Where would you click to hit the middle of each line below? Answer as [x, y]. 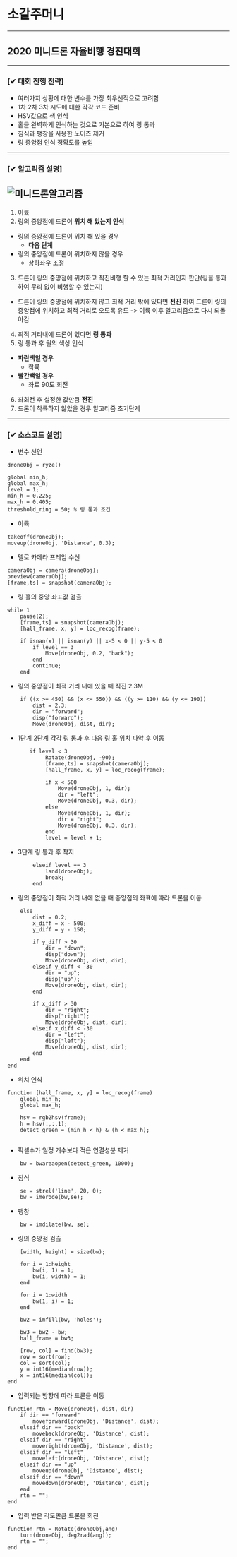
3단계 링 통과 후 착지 [46, 852]
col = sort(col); [45, 1364]
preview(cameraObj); [38, 577]
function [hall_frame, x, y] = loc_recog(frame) [80, 1093]
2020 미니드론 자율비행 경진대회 [74, 51]
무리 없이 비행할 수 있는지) [67, 286]
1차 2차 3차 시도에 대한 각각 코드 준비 [68, 107]
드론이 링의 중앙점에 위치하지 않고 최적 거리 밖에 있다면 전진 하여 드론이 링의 [122, 302]
